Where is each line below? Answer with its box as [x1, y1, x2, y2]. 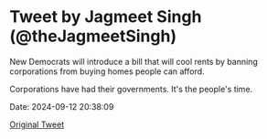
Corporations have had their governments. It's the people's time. [9, 83, 253, 94]
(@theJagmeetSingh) [9, 26, 176, 47]
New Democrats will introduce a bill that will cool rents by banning [9, 56, 258, 67]
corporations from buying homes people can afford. [9, 66, 205, 77]
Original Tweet [9, 119, 65, 130]
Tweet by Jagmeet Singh [9, 6, 202, 27]
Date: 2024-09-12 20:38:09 [9, 101, 114, 112]
